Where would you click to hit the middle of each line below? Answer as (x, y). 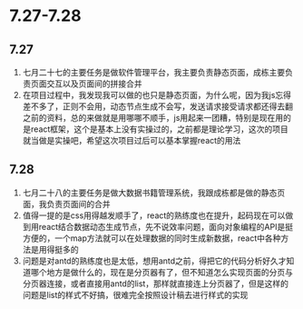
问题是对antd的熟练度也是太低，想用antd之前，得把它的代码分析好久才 (155, 261)
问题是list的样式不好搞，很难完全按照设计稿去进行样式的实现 (135, 294)
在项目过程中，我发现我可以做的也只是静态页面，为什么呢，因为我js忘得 (157, 95)
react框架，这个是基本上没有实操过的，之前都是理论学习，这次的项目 (159, 129)
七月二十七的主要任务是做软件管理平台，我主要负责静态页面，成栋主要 (154, 72)
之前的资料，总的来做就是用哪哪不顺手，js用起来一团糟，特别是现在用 (153, 118)
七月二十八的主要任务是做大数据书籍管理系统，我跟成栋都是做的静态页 (154, 193)
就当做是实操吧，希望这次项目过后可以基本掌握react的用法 (132, 140)
